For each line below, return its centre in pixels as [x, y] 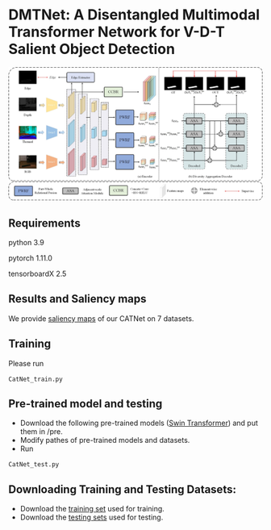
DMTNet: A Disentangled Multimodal [134, 15]
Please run [26, 363]
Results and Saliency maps [77, 299]
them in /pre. [41, 432]
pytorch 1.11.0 [30, 258]
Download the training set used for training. [92, 509]
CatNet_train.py [35, 379]
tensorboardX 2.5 [38, 274]
